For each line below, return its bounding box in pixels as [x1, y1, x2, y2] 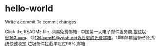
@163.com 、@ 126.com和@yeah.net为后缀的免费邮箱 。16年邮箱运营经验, [5, 35, 151, 40]
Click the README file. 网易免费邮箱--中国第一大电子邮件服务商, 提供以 [5, 28, 146, 34]
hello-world [5, 3, 54, 14]
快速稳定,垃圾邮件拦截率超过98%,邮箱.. [9, 40, 88, 46]
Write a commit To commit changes [5, 19, 77, 25]
